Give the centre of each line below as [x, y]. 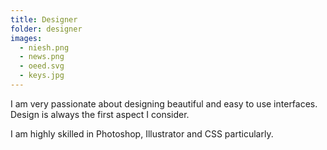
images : [26, 38]
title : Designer [44, 19]
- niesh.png [44, 47]
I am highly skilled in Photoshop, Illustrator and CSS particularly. [142, 133]
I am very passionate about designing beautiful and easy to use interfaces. [164, 103]
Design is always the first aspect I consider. [100, 114]
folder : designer [46, 29]
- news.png [42, 57]
